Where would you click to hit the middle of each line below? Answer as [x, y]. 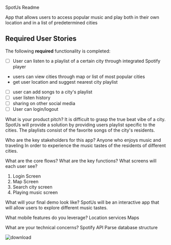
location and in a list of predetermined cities [52, 23]
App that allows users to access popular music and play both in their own [82, 17]
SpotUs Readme [22, 7]
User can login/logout [35, 109]
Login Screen [27, 176]
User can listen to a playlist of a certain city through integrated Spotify [87, 61]
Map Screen [26, 182]
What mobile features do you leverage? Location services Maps [72, 218]
